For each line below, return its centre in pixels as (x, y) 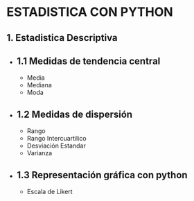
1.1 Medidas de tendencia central (88, 61)
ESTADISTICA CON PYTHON (90, 12)
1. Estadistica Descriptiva (62, 38)
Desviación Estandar (56, 146)
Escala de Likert (50, 192)
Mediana (39, 85)
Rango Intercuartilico (57, 139)
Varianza (39, 153)
